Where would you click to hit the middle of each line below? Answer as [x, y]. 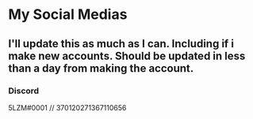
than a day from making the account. [101, 68]
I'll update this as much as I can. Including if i [121, 44]
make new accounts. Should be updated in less [127, 56]
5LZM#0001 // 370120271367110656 [67, 107]
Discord [24, 91]
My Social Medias [68, 15]
